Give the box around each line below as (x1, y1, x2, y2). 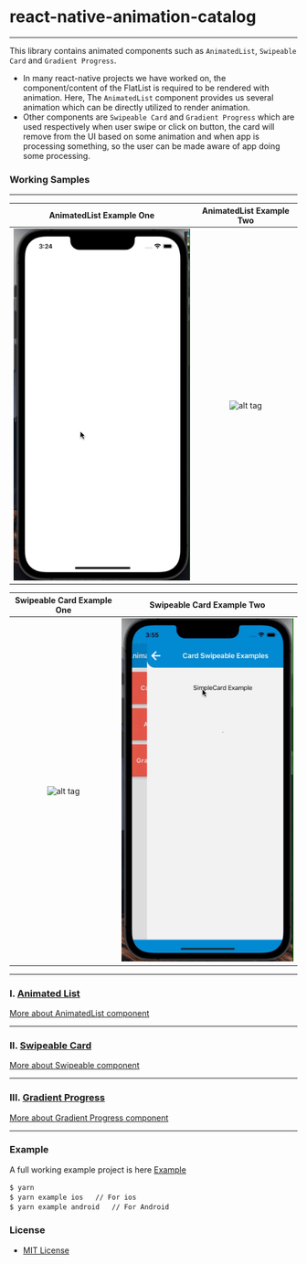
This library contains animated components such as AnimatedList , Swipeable (9, 45, 297, 56)
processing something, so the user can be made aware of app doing (22, 140, 281, 152)
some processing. (22, 150, 91, 161)
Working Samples (9, 173, 90, 186)
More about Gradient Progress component (9, 1112, 169, 1123)
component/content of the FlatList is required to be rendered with (22, 82, 270, 93)
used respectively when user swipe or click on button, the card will (22, 121, 275, 132)
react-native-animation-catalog (9, 6, 257, 27)
